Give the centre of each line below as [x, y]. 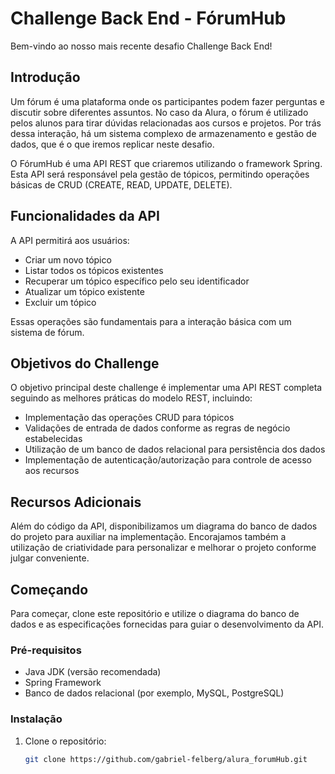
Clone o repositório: [65, 741]
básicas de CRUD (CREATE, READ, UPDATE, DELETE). [121, 184]
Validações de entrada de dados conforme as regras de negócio [157, 428]
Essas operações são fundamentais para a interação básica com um [151, 321]
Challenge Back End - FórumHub [148, 18]
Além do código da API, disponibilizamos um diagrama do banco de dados [164, 526]
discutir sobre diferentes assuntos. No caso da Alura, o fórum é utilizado [159, 112]
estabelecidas [53, 439]
